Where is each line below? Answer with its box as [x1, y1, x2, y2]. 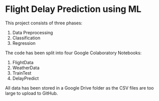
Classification [12, 35, 41, 41]
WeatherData [12, 65, 40, 71]
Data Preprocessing [12, 29, 53, 35]
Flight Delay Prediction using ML [5, 3, 142, 15]
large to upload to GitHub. [5, 90, 58, 96]
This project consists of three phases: [5, 20, 83, 26]
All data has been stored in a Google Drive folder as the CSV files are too [5, 85, 154, 91]
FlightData [12, 59, 34, 65]
